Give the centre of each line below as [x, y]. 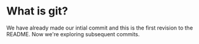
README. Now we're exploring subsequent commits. [73, 34]
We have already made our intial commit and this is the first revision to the [100, 28]
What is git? [37, 11]
